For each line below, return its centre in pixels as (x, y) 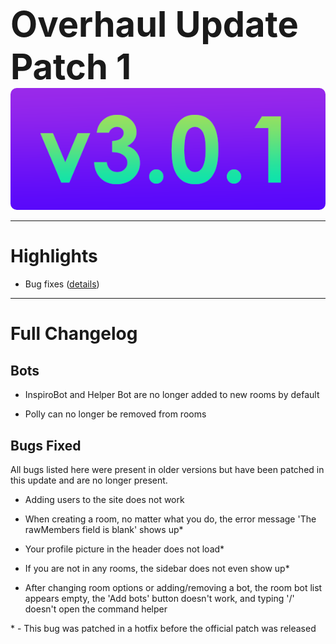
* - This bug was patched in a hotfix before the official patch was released (163, 629)
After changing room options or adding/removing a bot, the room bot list (173, 588)
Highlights (54, 256)
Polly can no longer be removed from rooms (115, 414)
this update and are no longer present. (89, 480)
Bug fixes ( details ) (62, 284)
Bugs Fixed (46, 445)
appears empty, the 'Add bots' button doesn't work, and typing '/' (159, 599)
